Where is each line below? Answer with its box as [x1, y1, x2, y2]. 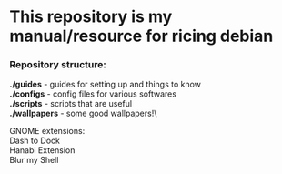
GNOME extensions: [9, 126, 86, 137]
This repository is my [9, 6, 173, 27]
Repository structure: [9, 58, 107, 71]
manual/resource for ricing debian [9, 26, 274, 46]
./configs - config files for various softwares [9, 88, 177, 99]
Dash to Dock [9, 135, 61, 147]
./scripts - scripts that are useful [9, 98, 133, 109]
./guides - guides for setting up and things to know [9, 79, 202, 90]
